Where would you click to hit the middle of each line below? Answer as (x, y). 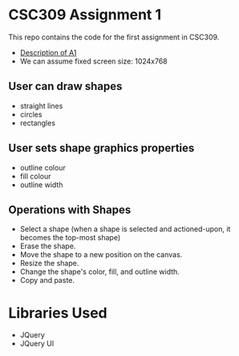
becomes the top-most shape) (70, 238)
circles (31, 114)
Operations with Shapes (70, 209)
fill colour (35, 176)
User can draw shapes (65, 86)
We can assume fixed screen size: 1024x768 (94, 61)
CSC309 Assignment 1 (85, 15)
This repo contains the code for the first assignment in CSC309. (114, 37)
